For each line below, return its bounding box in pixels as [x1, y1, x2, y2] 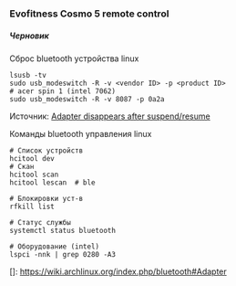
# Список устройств [9, 145, 84, 155]
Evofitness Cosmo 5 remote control [9, 7, 169, 20]
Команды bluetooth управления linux [9, 128, 152, 139]
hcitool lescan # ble [9, 177, 96, 187]
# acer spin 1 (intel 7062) [9, 86, 117, 96]
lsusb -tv [9, 70, 47, 79]
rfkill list [9, 202, 55, 211]
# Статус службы [9, 217, 71, 227]
